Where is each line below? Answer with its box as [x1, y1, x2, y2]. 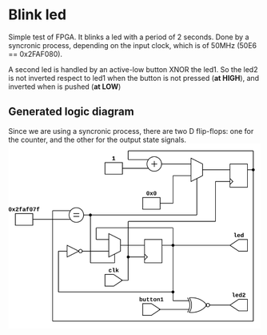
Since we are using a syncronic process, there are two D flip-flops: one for [8, 126, 254, 135]
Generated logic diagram [8, 105, 134, 119]
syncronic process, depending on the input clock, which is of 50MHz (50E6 [8, 40, 257, 50]
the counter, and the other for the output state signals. [8, 135, 186, 144]
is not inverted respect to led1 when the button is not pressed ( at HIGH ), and [8, 73, 260, 83]
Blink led [8, 6, 66, 24]
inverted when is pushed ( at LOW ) [8, 82, 122, 91]
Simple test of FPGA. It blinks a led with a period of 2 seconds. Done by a [8, 32, 249, 42]
